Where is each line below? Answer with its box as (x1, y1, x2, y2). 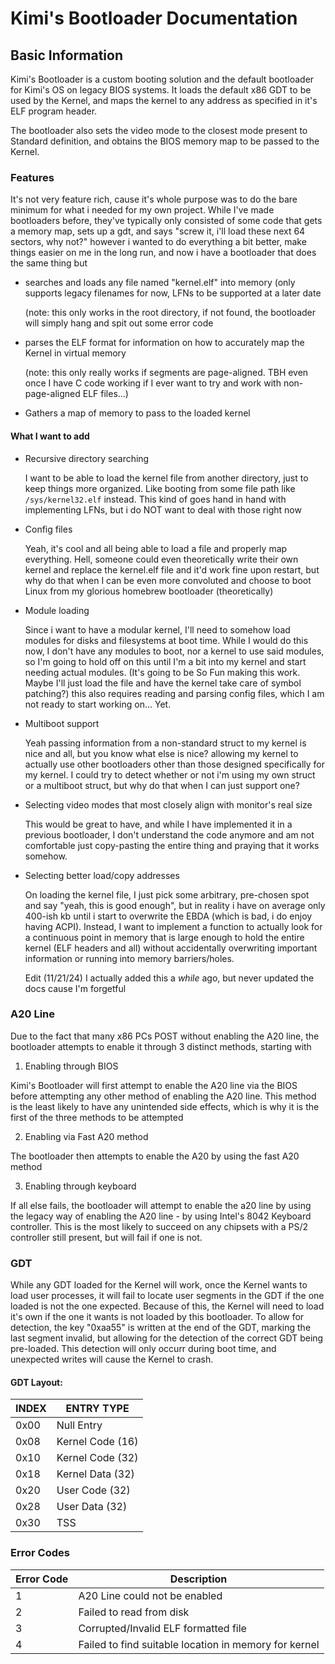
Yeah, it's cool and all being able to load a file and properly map (24, 542, 288, 554)
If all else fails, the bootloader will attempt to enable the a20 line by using (10, 1199, 312, 1211)
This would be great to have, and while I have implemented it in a (24, 818, 293, 830)
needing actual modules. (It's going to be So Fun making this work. (24, 666, 301, 678)
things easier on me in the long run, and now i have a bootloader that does (10, 247, 317, 259)
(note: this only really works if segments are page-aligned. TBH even (24, 367, 309, 379)
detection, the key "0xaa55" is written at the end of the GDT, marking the (10, 1322, 312, 1334)
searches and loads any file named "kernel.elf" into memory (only (24, 277, 296, 289)
